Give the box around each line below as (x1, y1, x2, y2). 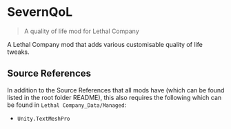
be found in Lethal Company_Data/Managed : (7, 101, 126, 109)
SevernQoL (7, 4, 73, 20)
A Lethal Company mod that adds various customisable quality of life (7, 40, 203, 48)
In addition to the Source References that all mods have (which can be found (7, 86, 225, 94)
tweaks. (7, 48, 30, 56)
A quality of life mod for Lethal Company (23, 27, 139, 35)
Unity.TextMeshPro (17, 115, 70, 122)
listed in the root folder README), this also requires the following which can (7, 93, 222, 101)
